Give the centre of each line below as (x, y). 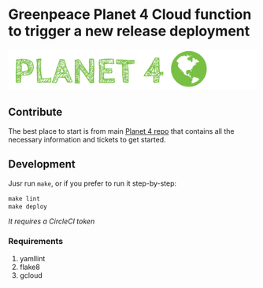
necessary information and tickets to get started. (87, 139)
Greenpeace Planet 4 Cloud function (130, 15)
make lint (24, 198)
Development (42, 164)
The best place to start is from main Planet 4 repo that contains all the (121, 131)
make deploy (28, 206)
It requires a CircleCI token (52, 221)
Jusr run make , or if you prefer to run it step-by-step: (93, 183)
